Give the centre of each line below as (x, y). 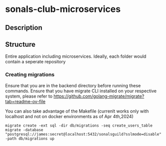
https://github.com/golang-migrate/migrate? (99, 96)
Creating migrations (30, 75)
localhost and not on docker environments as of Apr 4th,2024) (69, 116)
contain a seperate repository (35, 62)
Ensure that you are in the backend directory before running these (73, 85)
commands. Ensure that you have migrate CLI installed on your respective (81, 91)
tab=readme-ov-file (25, 101)
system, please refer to (29, 96)
